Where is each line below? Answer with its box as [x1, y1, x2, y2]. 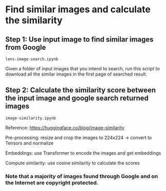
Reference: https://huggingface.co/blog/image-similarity [5, 124, 125, 130]
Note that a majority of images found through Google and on [5, 173, 158, 180]
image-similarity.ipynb [5, 116, 56, 121]
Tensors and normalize [5, 140, 54, 146]
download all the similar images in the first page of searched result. [5, 71, 148, 77]
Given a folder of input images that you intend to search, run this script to [5, 66, 160, 71]
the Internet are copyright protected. [5, 179, 99, 186]
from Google [5, 43, 46, 52]
